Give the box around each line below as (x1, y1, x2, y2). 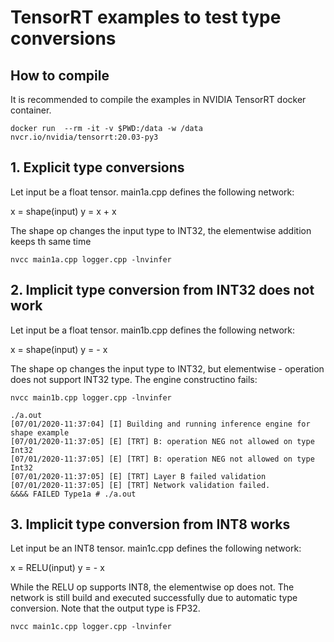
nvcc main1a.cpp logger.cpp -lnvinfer (10, 254, 172, 265)
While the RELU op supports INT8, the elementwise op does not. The (10, 581, 295, 593)
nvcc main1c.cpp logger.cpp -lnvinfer (10, 622, 172, 632)
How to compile (10, 67, 110, 84)
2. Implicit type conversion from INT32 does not (10, 282, 315, 299)
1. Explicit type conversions (10, 159, 185, 176)
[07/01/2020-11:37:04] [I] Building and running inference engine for (10, 419, 311, 429)
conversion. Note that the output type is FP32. (10, 602, 201, 615)
